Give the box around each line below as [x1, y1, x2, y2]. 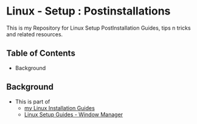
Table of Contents [6, 48, 76, 59]
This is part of [15, 98, 50, 105]
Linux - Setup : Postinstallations [6, 4, 171, 18]
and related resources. [6, 30, 63, 38]
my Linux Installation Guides [24, 104, 95, 111]
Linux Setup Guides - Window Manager [24, 111, 123, 118]
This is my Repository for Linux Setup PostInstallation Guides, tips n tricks [6, 24, 191, 31]
